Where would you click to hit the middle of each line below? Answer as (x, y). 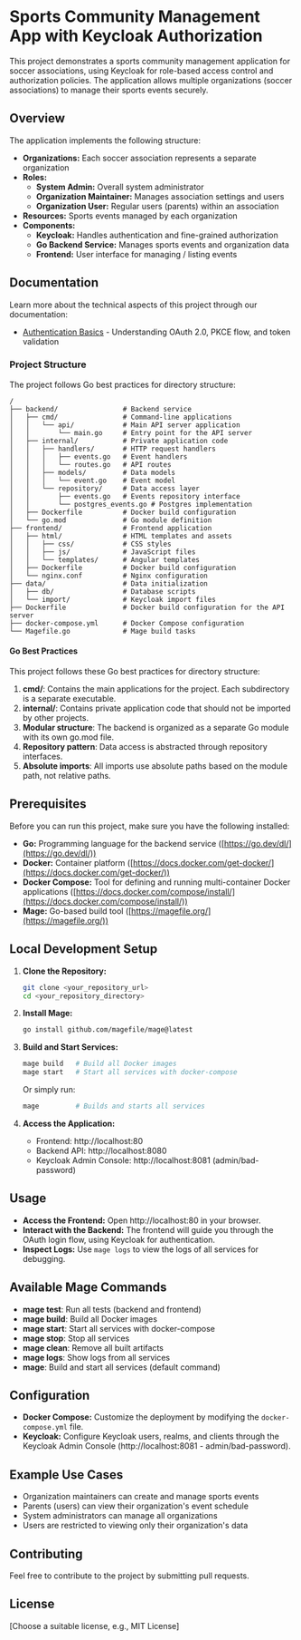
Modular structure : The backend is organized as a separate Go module (155, 728)
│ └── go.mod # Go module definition (111, 520)
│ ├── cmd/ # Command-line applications (121, 417)
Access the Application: (69, 1123)
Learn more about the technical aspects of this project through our (133, 305)
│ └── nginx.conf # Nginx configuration (108, 576)
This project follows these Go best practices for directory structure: (135, 672)
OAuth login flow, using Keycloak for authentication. (118, 1239)
